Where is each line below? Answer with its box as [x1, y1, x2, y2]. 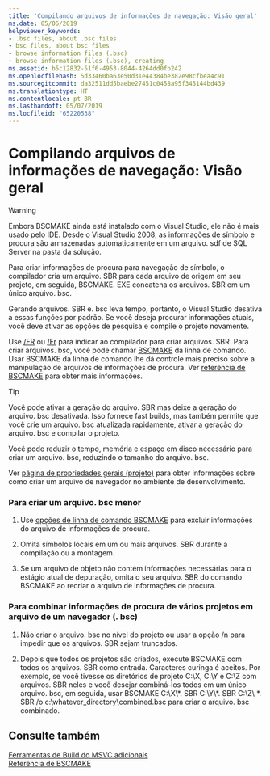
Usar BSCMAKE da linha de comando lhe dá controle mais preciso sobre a [8, 353, 255, 364]
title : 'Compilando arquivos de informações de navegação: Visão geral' [8, 11, 258, 20]
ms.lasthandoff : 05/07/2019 [8, 102, 103, 110]
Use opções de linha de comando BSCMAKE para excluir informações [19, 515, 253, 525]
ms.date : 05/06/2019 [8, 19, 78, 27]
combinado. [19, 705, 60, 715]
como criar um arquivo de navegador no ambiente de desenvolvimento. [8, 476, 246, 486]
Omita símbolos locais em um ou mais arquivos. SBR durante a [19, 539, 228, 550]
